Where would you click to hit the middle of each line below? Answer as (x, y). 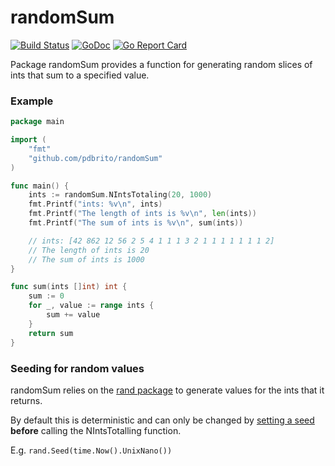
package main (37, 122)
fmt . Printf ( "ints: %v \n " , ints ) (95, 204)
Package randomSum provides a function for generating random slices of (161, 64)
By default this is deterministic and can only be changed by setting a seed (162, 420)
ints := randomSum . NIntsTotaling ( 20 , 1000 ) (120, 195)
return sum (51, 333)
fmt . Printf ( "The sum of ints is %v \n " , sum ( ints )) (136, 223)
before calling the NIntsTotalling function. (96, 430)
